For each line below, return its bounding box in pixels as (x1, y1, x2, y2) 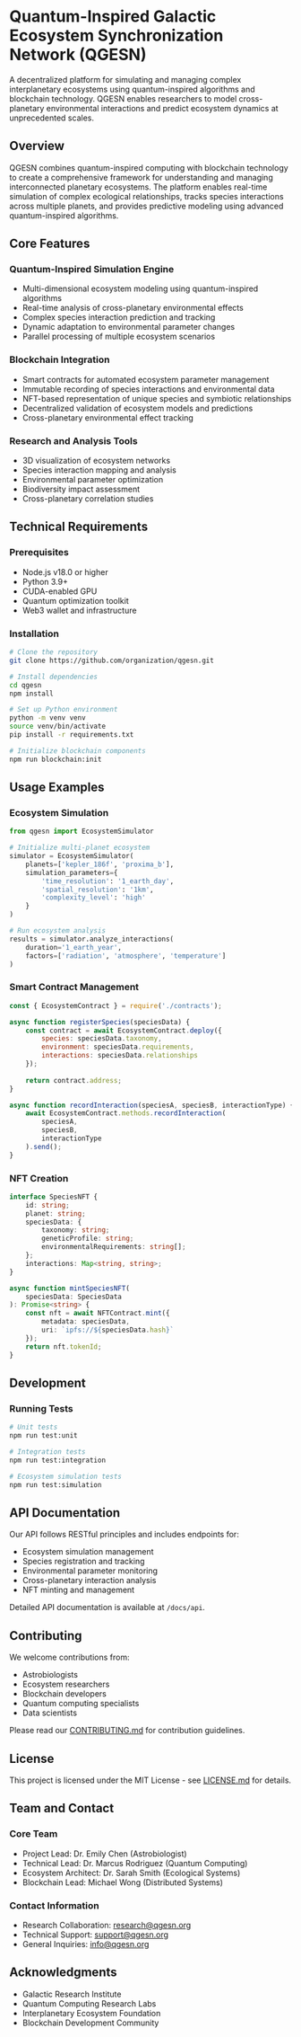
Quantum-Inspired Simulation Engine (9, 263, 175, 276)
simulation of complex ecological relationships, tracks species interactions (9, 190, 284, 201)
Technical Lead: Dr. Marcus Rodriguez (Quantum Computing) (21, 1857, 248, 1868)
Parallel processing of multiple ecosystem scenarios (21, 331, 216, 342)
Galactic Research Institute (21, 1988, 122, 1999)
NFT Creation (9, 1172, 69, 1184)
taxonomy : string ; (41, 1226, 110, 1235)
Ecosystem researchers (21, 1678, 110, 1690)
